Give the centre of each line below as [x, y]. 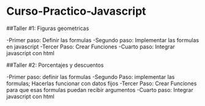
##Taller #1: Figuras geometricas [48, 28]
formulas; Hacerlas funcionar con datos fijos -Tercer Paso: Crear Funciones [102, 83]
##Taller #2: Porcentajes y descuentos [55, 65]
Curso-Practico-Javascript [76, 11]
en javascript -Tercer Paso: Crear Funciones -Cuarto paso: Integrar [91, 47]
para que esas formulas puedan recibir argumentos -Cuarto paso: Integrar [100, 89]
